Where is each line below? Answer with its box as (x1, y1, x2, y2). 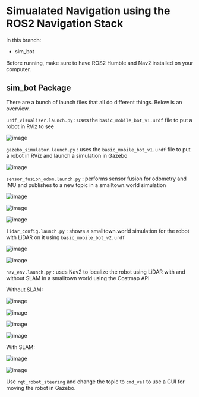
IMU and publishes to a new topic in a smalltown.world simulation (6, 181, 166, 188)
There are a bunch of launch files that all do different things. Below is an (6, 99, 182, 106)
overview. (6, 105, 30, 112)
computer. (6, 65, 31, 72)
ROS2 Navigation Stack (6, 17, 124, 30)
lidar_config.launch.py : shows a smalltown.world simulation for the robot (6, 227, 190, 234)
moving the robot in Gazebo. (6, 384, 76, 391)
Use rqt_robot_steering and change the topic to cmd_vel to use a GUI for (6, 378, 185, 385)
